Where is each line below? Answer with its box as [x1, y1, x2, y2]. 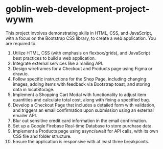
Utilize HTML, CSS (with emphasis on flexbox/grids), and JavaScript [12, 50, 151, 56]
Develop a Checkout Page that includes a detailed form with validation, [12, 102, 156, 108]
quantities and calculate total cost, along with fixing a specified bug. [12, 97, 150, 102]
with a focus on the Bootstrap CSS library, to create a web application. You [5, 35, 156, 41]
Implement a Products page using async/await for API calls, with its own [12, 128, 159, 134]
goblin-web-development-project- [5, 3, 150, 15]
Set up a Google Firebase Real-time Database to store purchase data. [12, 123, 153, 128]
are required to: [5, 40, 37, 46]
